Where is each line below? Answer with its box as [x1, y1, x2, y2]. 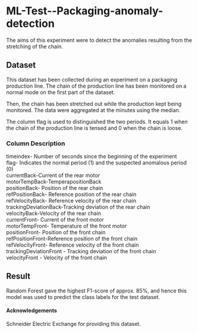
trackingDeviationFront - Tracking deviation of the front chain [6, 248, 156, 255]
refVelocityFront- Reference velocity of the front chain [6, 241, 139, 248]
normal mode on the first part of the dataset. [6, 88, 115, 96]
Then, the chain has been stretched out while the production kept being [6, 100, 182, 107]
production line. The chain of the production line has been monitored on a [6, 82, 187, 89]
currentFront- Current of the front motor [6, 216, 104, 223]
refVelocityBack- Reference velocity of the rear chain [6, 197, 137, 204]
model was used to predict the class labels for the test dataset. [6, 293, 161, 300]
